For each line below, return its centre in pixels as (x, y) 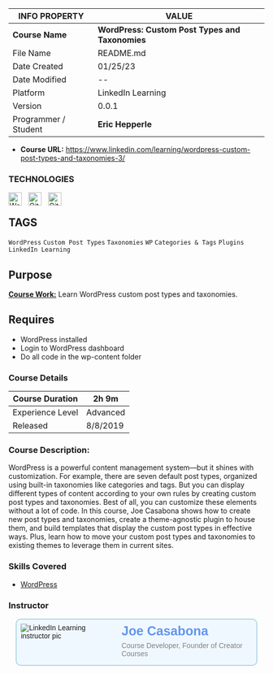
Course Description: (49, 450)
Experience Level (45, 412)
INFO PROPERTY (51, 16)
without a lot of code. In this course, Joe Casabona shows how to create (130, 511)
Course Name (40, 35)
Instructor (28, 605)
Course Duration (45, 399)
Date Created (38, 66)
